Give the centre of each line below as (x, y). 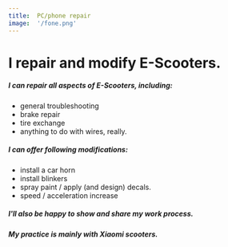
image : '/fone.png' (43, 23)
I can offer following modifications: (68, 150)
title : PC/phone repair (50, 16)
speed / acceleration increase (69, 195)
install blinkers (44, 178)
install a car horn (48, 170)
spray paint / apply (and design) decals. (86, 187)
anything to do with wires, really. (73, 131)
